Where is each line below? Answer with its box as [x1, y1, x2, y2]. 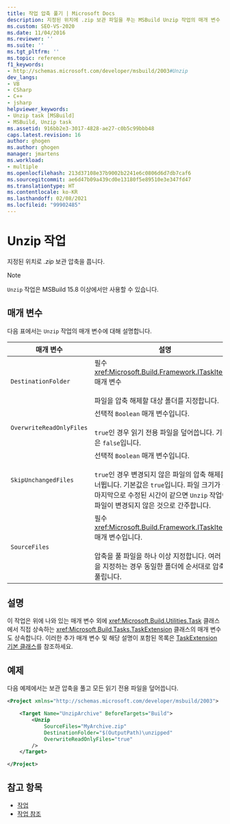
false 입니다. [102, 437, 142, 447]
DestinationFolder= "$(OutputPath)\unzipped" [43, 729, 173, 736]
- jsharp [7, 100, 32, 106]
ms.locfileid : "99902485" [7, 202, 81, 209]
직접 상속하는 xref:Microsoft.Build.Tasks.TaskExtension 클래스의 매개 [19, 626, 209, 634]
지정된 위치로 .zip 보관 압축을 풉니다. [7, 257, 105, 265]
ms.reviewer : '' [7, 36, 53, 43]
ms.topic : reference [7, 55, 66, 62]
